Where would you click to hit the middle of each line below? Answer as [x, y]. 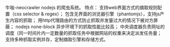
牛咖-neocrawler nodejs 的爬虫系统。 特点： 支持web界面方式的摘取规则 [81, 7]
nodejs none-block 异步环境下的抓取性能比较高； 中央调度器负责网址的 [90, 27]
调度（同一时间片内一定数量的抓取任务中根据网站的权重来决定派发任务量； [83, 33]
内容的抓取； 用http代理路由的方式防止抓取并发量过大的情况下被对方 [81, 20]
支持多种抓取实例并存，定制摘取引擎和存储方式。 [57, 39]
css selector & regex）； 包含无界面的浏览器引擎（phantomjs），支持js [87, 14]
